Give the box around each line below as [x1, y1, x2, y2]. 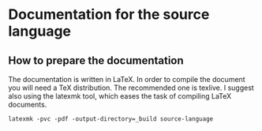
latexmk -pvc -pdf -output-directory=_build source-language [8, 115, 214, 123]
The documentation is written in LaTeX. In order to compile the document [8, 75, 246, 84]
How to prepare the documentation [8, 54, 184, 67]
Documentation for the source [8, 6, 210, 24]
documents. [8, 100, 47, 109]
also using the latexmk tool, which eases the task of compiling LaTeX [8, 92, 232, 100]
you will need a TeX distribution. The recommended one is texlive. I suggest [8, 83, 254, 92]
